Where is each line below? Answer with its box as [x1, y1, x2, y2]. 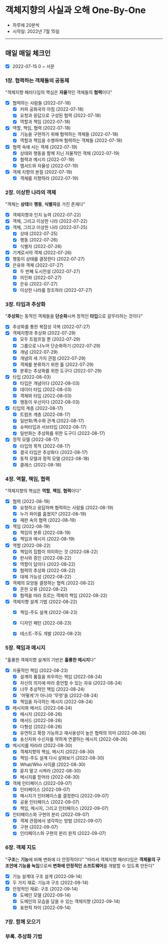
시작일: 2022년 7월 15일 [12, 28, 60, 34]
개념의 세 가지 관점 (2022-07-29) [19, 355, 86, 361]
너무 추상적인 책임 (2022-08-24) [19, 686, 85, 692]
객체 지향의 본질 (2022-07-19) [12, 168, 72, 175]
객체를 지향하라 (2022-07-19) [19, 175, 79, 181]
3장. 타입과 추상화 [5, 300, 46, 307]
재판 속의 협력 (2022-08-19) [19, 517, 76, 523]
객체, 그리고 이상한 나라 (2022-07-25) [12, 224, 87, 230]
